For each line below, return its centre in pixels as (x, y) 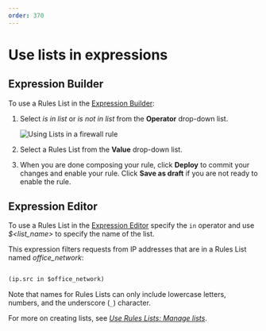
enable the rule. (45, 181)
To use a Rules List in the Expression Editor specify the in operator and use (131, 225)
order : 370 (26, 15)
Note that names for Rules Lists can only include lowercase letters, (117, 294)
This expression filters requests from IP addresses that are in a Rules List (127, 249)
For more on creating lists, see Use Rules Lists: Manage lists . (108, 318)
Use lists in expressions (88, 54)
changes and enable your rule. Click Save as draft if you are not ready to (139, 173)
